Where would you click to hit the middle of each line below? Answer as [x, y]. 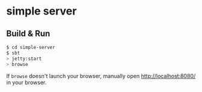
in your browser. [27, 82]
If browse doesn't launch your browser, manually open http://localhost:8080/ [101, 76]
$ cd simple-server [31, 47]
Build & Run [28, 34]
